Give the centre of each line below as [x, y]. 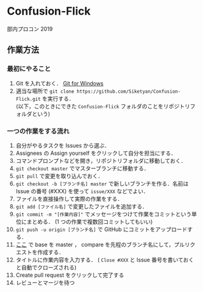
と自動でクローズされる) [46, 267]
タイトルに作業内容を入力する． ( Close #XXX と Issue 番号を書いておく [105, 260]
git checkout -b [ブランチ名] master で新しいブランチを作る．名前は [102, 183]
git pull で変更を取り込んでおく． [59, 176]
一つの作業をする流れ [38, 131]
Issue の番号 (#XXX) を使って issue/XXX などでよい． [82, 191]
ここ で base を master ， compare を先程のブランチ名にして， [95, 244]
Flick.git [28, 99]
